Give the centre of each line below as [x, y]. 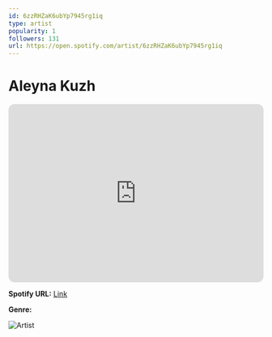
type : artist [30, 23]
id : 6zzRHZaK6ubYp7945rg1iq [56, 16]
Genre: [20, 309]
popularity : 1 [32, 31]
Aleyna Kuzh [52, 86]
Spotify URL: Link [38, 294]
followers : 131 [34, 38]
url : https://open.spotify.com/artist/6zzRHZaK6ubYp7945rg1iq [115, 46]
